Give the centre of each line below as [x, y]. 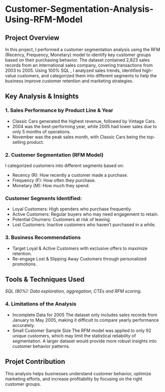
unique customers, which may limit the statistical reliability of [74, 335]
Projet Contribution [35, 362]
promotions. [24, 264]
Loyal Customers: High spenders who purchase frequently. [72, 209]
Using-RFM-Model [44, 19]
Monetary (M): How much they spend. [51, 185]
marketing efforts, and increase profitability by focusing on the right [74, 379]
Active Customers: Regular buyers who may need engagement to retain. [85, 214]
